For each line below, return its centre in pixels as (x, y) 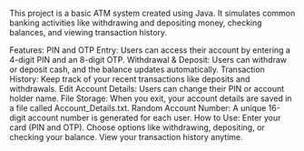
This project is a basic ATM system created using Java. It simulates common (152, 13)
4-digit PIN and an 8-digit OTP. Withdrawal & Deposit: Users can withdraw (148, 60)
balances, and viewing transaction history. (88, 32)
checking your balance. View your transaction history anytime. (126, 137)
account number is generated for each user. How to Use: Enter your (154, 118)
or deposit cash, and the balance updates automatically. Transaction (137, 69)
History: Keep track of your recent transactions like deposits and (130, 79)
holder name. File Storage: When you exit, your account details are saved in (151, 98)
